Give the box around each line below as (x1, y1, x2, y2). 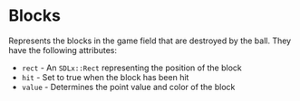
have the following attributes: (8, 44, 118, 55)
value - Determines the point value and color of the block (21, 81, 236, 92)
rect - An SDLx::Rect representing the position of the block (21, 62, 242, 73)
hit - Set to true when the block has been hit (21, 71, 189, 82)
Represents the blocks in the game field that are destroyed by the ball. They (8, 35, 292, 46)
